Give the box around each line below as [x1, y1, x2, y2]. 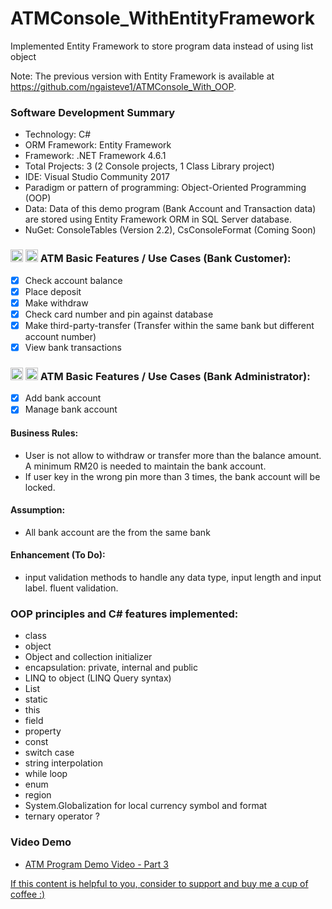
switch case [24, 747, 75, 759]
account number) [24, 330, 97, 342]
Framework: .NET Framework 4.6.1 [24, 150, 167, 162]
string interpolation [24, 757, 103, 769]
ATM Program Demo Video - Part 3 [24, 858, 169, 870]
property [24, 725, 62, 737]
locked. [24, 481, 56, 493]
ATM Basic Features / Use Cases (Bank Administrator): [39, 369, 311, 383]
